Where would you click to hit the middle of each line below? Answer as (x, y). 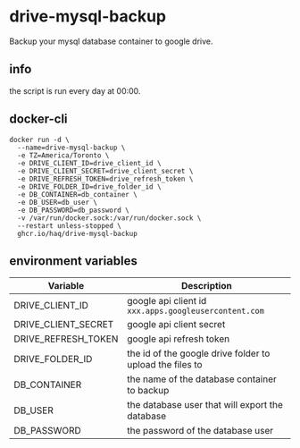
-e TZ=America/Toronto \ (63, 155)
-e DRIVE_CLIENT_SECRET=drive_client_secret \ (105, 171)
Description (207, 286)
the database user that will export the (205, 405)
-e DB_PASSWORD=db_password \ (73, 210)
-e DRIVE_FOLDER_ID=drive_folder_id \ (90, 186)
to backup (148, 391)
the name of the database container (201, 379)
